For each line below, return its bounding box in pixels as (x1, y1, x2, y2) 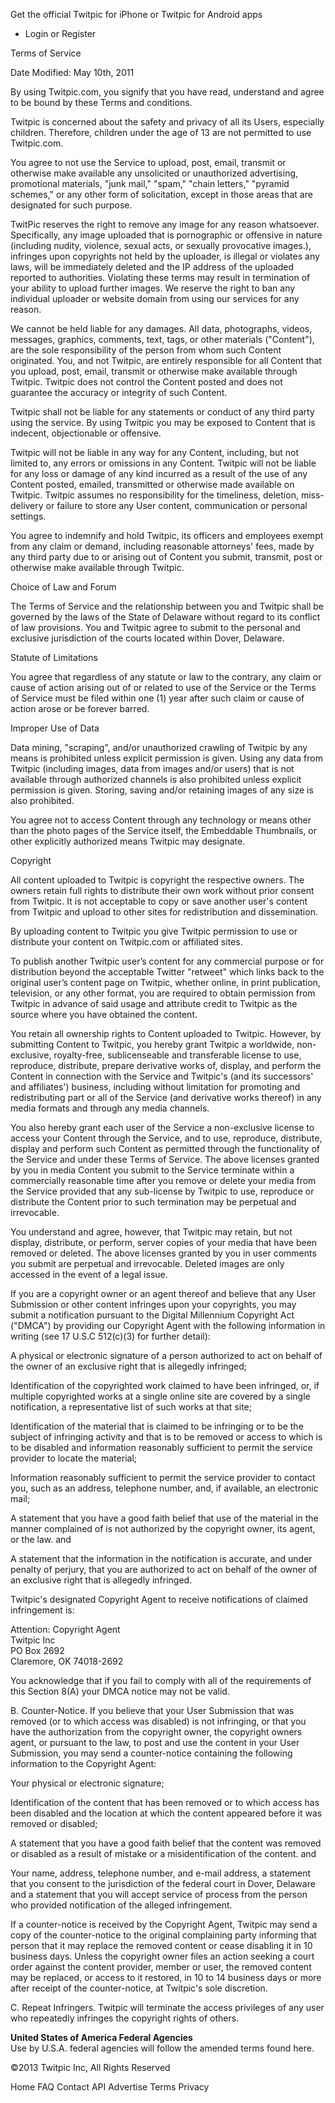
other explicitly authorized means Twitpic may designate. (10, 835, 246, 847)
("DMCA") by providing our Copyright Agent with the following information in (10, 1320, 326, 1331)
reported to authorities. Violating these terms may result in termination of (10, 272, 311, 283)
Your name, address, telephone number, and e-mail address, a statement (10, 1867, 312, 1879)
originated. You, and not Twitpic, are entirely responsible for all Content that (10, 355, 322, 366)
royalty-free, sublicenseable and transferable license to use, (53, 1049, 302, 1061)
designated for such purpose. (10, 199, 133, 211)
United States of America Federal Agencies (10, 2032, 193, 2043)
